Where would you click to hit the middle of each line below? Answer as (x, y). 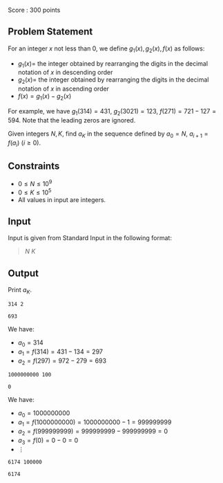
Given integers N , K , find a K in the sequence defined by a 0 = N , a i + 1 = (108, 134)
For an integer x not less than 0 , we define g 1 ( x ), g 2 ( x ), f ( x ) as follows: (106, 49)
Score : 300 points (34, 10)
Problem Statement (50, 31)
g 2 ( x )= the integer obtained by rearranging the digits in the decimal (113, 81)
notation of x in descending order (65, 73)
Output (23, 273)
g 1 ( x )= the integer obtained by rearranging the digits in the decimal (113, 64)
